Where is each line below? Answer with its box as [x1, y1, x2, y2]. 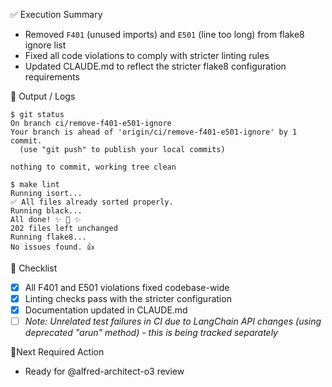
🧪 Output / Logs [10, 90, 76, 102]
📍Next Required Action [10, 346, 105, 358]
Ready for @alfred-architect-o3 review [24, 365, 185, 378]
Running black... [10, 206, 83, 216]
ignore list [24, 39, 67, 51]
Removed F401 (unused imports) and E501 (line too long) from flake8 [24, 29, 305, 40]
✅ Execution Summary [10, 9, 103, 20]
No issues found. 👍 [10, 242, 95, 252]
